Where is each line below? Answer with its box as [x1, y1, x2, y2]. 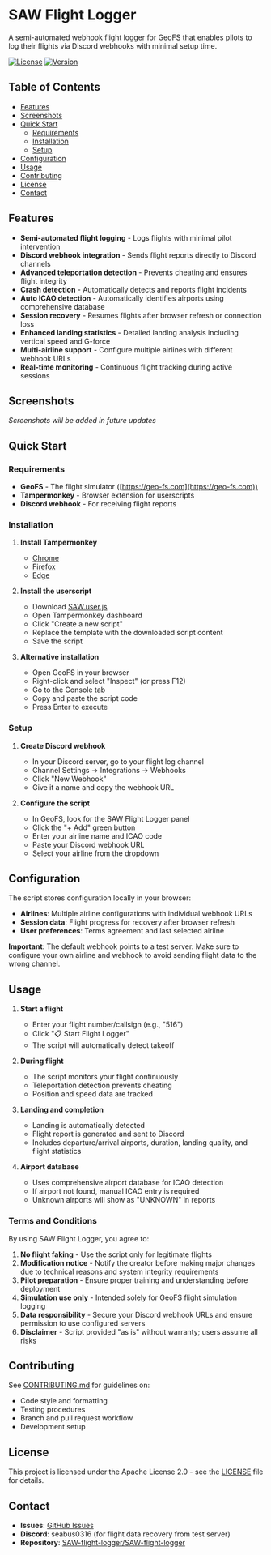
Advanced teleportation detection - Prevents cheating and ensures [19, 267, 248, 277]
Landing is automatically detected [32, 1121, 146, 1130]
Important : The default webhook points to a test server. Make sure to [8, 942, 239, 951]
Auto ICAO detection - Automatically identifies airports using [19, 293, 224, 303]
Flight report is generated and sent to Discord [32, 1129, 184, 1139]
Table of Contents [8, 80, 101, 94]
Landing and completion [19, 1104, 104, 1115]
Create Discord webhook [19, 741, 106, 750]
